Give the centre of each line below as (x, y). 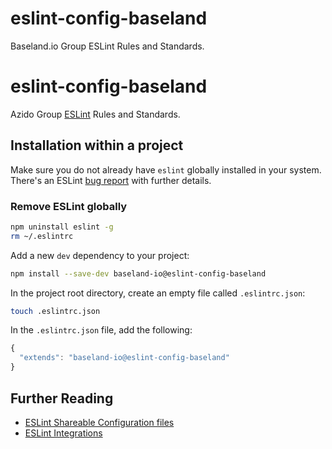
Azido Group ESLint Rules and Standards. (95, 114)
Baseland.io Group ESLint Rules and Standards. (107, 46)
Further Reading (62, 398)
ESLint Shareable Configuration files (99, 422)
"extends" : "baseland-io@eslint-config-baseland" (124, 358)
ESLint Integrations (63, 433)
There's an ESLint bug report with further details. (111, 180)
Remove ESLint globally (69, 206)
